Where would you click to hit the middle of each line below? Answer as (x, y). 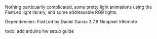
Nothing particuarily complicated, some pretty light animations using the (78, 7)
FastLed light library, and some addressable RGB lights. (61, 12)
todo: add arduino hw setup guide (39, 31)
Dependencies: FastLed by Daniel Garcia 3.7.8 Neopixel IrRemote (71, 22)
